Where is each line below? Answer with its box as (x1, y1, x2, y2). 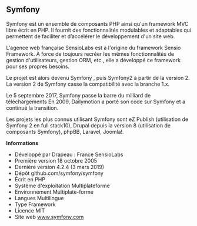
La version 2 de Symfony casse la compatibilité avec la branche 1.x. (6, 80, 170, 87)
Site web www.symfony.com (14, 213, 84, 220)
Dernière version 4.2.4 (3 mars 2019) (14, 163, 105, 170)
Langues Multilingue (14, 194, 64, 201)
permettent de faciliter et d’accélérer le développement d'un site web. (6, 32, 175, 40)
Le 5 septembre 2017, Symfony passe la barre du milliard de (6, 92, 151, 99)
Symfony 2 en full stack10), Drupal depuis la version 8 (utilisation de (6, 122, 171, 129)
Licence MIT (14, 207, 45, 214)
